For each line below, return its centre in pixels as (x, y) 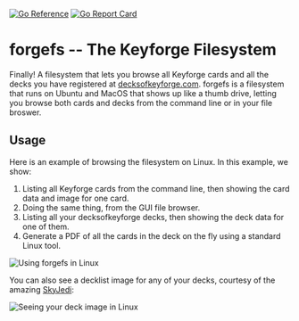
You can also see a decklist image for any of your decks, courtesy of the (142, 280)
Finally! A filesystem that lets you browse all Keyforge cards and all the (139, 74)
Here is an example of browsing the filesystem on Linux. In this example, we (149, 161)
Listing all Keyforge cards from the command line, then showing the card (156, 188)
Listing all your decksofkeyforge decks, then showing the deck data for (153, 217)
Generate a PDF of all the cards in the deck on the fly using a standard (151, 235)
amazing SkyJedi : (42, 289)
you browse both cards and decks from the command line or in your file (141, 103)
